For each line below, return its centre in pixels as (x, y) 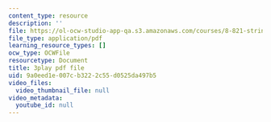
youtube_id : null (45, 105)
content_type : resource (48, 16)
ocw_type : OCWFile (39, 53)
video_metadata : (35, 98)
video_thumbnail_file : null (63, 90)
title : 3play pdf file (46, 68)
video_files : (30, 83)
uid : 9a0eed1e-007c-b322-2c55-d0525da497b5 (83, 75)
